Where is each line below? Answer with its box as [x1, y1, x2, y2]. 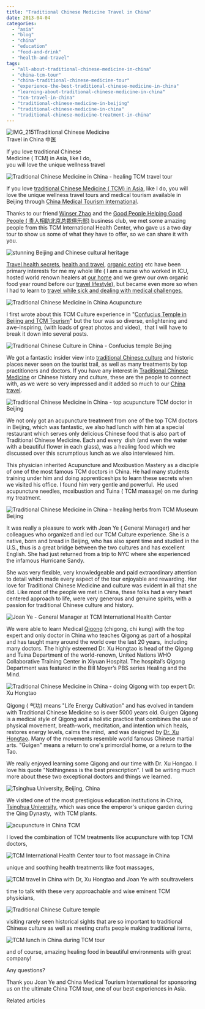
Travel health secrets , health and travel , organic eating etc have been [6, 261, 181, 268]
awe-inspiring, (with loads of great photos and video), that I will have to [6, 323, 188, 331]
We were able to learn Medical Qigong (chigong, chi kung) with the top [6, 625, 185, 633]
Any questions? [6, 967, 46, 974]
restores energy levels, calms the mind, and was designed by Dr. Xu [6, 729, 179, 736]
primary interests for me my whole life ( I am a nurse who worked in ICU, [6, 268, 188, 275]
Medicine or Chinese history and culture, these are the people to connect [6, 374, 191, 381]
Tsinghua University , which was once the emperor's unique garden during [6, 803, 193, 811]
